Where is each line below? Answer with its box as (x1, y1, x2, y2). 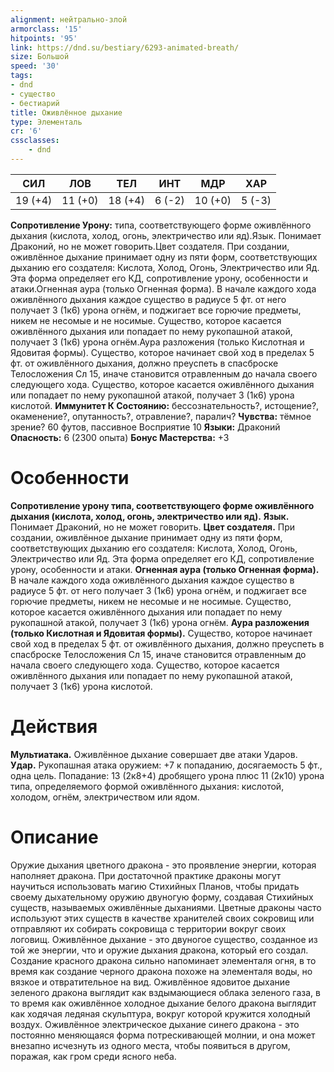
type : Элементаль (10, 117, 83, 127)
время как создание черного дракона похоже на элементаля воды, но (10, 965, 313, 977)
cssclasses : (10, 136, 60, 146)
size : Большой (10, 52, 70, 62)
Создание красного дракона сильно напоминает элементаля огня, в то (10, 954, 317, 966)
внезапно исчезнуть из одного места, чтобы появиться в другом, (10, 1039, 291, 1051)
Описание (10, 826, 99, 848)
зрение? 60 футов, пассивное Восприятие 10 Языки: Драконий (10, 421, 281, 433)
